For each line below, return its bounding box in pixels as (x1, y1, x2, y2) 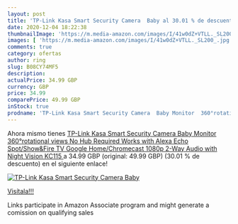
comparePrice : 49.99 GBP (7, 97, 81, 104)
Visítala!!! (7, 186, 34, 196)
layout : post (7, 10, 46, 18)
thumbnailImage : (7, 30, 55, 38)
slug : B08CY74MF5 (7, 63, 59, 70)
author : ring (7, 57, 46, 64)
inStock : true (7, 103, 50, 110)
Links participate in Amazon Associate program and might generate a (7, 201, 210, 209)
